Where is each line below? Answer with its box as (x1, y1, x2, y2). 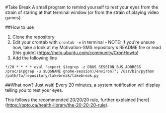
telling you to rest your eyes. (5, 87, 64, 93)
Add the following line (12, 55, 57, 61)
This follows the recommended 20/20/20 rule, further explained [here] (5, 97, 150, 103)
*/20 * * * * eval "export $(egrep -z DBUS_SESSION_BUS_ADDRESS (5, 64, 141, 69)
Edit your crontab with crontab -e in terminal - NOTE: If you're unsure (12, 39, 155, 45)
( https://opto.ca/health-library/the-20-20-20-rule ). (5, 102, 109, 108)
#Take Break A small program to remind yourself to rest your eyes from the (5, 4, 159, 10)
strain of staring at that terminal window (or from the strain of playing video (5, 9, 159, 15)
